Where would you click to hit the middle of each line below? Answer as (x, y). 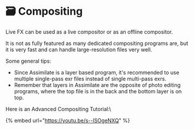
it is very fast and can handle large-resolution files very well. (79, 49)
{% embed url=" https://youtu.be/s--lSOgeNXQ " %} (68, 120)
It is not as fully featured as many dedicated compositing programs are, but (97, 43)
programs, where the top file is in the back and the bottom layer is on (98, 91)
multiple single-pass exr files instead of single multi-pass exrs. (90, 79)
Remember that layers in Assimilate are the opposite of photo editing (97, 85)
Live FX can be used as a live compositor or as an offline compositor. (89, 32)
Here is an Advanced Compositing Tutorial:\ (58, 109)
